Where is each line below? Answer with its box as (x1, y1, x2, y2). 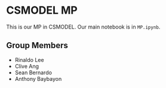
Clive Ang (14, 62, 39, 70)
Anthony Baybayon (14, 75, 62, 82)
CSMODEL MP (6, 4, 78, 17)
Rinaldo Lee (14, 56, 44, 63)
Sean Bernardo (14, 69, 53, 76)
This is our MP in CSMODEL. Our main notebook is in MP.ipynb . (6, 23, 161, 30)
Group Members (6, 40, 69, 51)
